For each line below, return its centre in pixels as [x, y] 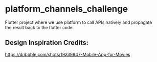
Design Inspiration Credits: [47, 43]
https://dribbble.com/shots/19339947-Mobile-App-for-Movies [68, 54]
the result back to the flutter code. [40, 27]
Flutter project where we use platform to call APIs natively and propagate [78, 22]
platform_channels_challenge [67, 9]
